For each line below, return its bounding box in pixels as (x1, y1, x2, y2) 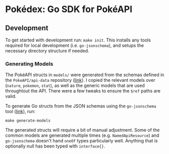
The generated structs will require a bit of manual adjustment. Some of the (5, 127, 160, 133)
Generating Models (5, 60, 53, 67)
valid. (5, 93, 17, 99)
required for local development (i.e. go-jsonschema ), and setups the (5, 42, 144, 48)
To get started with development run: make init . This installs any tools (5, 37, 151, 43)
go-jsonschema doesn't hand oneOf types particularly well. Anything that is (5, 138, 158, 144)
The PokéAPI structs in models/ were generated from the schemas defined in (5, 72, 164, 78)
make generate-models (5, 118, 51, 123)
